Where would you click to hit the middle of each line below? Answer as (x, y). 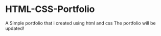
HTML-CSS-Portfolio (50, 9)
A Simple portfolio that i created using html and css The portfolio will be (80, 23)
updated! (15, 28)
